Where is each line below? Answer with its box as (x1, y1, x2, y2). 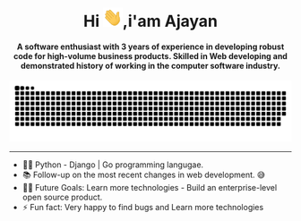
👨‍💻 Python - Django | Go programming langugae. (21, 159, 204, 170)
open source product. (21, 191, 103, 203)
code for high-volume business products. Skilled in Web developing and (13, 50, 288, 61)
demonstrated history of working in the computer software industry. (21, 60, 280, 71)
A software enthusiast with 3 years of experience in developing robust (16, 41, 285, 52)
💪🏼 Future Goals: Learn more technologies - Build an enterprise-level (21, 183, 278, 193)
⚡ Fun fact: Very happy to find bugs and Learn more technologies (21, 202, 264, 213)
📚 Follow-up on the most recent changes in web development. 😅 (21, 169, 266, 181)
